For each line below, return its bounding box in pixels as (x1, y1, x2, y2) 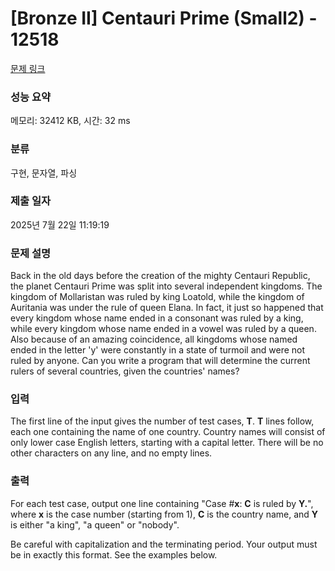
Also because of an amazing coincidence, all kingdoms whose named (10, 333, 298, 346)
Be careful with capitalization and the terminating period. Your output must (10, 538, 318, 550)
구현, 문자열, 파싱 (10, 167, 78, 179)
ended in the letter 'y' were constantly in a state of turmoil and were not (10, 344, 306, 356)
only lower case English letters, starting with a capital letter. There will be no (10, 437, 324, 449)
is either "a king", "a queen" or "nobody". (10, 518, 180, 531)
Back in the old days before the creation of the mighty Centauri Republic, (10, 270, 311, 282)
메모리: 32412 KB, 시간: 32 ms (10, 115, 131, 127)
